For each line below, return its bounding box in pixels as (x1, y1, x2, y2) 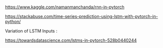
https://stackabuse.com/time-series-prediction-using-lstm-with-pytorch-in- (5, 14, 158, 19)
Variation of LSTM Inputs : (5, 28, 58, 33)
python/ (5, 19, 21, 24)
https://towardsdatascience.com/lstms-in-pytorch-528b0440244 (5, 37, 137, 43)
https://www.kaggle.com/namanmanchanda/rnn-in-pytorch (5, 4, 124, 10)
